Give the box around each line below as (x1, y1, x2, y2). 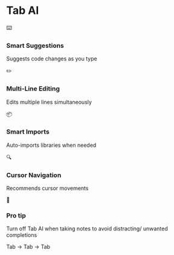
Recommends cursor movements (6, 185, 89, 192)
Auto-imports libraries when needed (6, 141, 97, 149)
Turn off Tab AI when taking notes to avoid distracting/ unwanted (6, 225, 168, 233)
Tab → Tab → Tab (6, 243, 50, 251)
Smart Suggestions (6, 41, 65, 50)
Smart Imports (6, 127, 50, 136)
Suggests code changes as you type (6, 55, 98, 62)
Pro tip (6, 211, 26, 220)
